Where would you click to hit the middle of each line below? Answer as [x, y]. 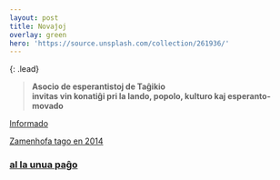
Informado [29, 124]
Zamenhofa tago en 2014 [56, 141]
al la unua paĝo [44, 165]
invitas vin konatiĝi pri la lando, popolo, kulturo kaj [129, 96]
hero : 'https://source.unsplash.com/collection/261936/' [120, 43]
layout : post [34, 18]
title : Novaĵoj [38, 26]
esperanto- [249, 96]
